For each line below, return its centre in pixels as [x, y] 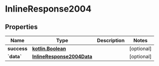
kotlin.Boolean [49, 49]
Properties [21, 27]
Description [111, 41]
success [18, 49]
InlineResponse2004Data [62, 57]
